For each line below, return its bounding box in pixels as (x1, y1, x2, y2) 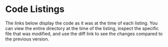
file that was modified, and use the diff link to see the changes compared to (5, 30, 163, 36)
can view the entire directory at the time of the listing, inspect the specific (5, 25, 159, 31)
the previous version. (5, 36, 50, 42)
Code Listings (5, 3, 65, 15)
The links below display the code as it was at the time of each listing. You (5, 20, 158, 26)
